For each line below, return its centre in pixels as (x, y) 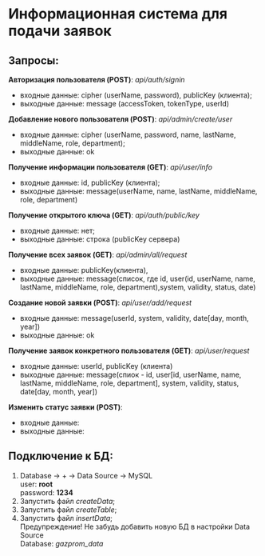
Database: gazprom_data (61, 543)
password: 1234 (46, 492)
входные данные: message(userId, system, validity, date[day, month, (134, 318)
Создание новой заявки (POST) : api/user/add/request (100, 302)
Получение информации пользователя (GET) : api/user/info (111, 167)
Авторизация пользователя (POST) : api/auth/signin (97, 80)
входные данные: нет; (57, 230)
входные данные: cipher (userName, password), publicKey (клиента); (136, 95)
